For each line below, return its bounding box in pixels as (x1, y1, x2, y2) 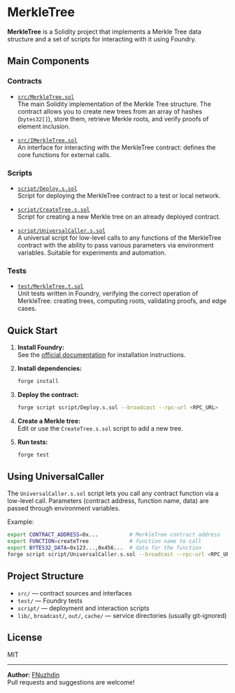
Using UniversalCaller (7, 471, 105, 483)
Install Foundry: (17, 343, 65, 351)
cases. (17, 304, 37, 313)
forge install (17, 378, 59, 385)
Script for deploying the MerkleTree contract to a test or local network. (17, 191, 221, 200)
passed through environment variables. (7, 504, 120, 513)
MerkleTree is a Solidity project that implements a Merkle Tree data (7, 27, 201, 36)
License (7, 632, 43, 644)
